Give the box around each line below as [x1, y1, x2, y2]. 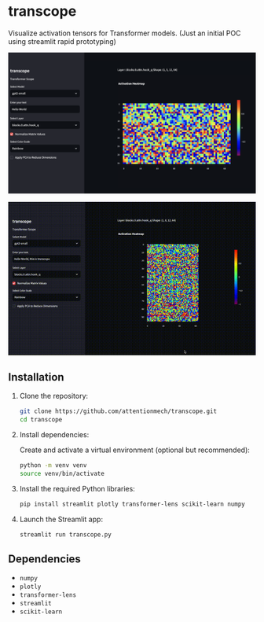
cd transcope [19, 416, 63, 424]
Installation [8, 370, 64, 384]
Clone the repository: [19, 392, 89, 401]
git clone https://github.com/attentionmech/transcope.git [19, 407, 218, 415]
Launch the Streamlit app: [19, 514, 104, 524]
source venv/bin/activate [19, 469, 104, 477]
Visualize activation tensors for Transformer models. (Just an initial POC [8, 28, 241, 38]
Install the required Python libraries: [19, 484, 135, 493]
